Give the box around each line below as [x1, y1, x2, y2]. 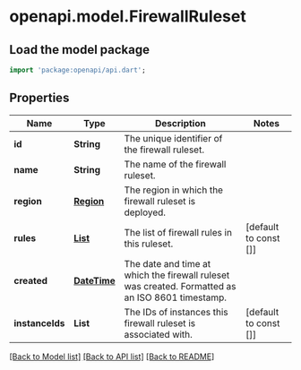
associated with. [124, 328, 193, 340]
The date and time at [124, 257, 211, 270]
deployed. [124, 206, 167, 219]
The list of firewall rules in [124, 226, 233, 238]
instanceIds [13, 316, 65, 329]
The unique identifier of [124, 132, 223, 144]
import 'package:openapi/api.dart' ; [9, 65, 146, 74]
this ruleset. [124, 237, 174, 250]
